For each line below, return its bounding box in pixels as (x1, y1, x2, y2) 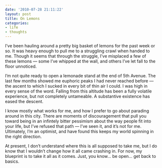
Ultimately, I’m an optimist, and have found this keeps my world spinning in (5, 129, 154, 134)
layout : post (5, 12, 31, 16)
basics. (5, 158, 19, 164)
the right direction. (5, 134, 42, 139)
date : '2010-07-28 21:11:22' (5, 7, 64, 12)
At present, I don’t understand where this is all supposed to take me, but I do (5, 143, 157, 149)
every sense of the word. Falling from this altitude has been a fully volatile (5, 88, 152, 94)
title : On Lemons (5, 16, 40, 21)
